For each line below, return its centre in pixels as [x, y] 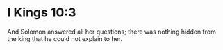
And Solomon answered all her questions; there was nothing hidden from [112, 32]
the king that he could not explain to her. [65, 38]
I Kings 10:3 [42, 13]
